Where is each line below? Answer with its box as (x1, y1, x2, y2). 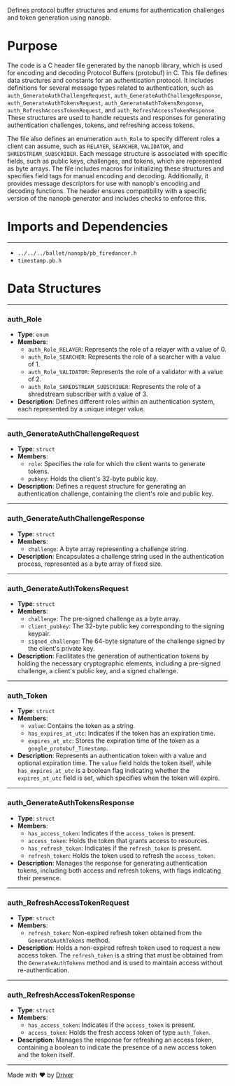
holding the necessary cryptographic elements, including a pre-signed (17, 659, 221, 668)
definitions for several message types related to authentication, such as (7, 84, 213, 92)
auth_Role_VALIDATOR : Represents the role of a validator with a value (27, 368, 223, 376)
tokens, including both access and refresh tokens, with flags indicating (17, 866, 222, 875)
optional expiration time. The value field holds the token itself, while (17, 759, 212, 767)
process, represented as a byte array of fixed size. (17, 559, 163, 568)
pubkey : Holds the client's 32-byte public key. (27, 475, 159, 483)
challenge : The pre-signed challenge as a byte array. (27, 614, 180, 623)
